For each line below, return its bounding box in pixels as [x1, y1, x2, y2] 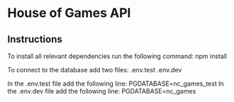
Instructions [7, 33, 62, 45]
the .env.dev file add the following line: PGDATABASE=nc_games [7, 87, 196, 95]
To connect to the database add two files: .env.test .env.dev [7, 66, 182, 74]
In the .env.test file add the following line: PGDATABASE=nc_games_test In [7, 79, 225, 88]
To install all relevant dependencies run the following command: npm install [7, 52, 228, 60]
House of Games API [7, 5, 131, 21]
